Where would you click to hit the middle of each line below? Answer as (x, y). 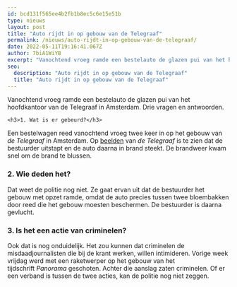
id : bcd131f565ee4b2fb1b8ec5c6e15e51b (64, 14)
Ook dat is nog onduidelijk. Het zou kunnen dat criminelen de (96, 245)
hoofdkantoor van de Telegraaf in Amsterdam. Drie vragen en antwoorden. (116, 107)
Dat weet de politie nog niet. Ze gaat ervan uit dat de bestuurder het (106, 189)
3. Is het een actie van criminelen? (67, 230)
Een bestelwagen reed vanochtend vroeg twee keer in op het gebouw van (115, 133)
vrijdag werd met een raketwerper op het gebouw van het (91, 260)
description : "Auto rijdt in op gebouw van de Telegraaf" (101, 73)
